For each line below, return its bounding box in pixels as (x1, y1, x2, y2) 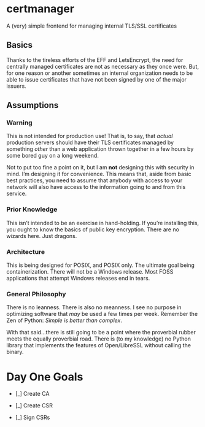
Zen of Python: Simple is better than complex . (6, 317, 123, 324)
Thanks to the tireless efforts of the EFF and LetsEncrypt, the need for (6, 56, 184, 63)
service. (6, 190, 27, 198)
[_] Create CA (15, 390, 50, 398)
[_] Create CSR (15, 402, 53, 409)
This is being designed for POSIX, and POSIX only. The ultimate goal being (6, 261, 195, 269)
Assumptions (6, 100, 59, 110)
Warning (6, 118, 33, 127)
